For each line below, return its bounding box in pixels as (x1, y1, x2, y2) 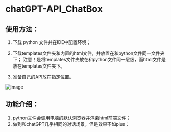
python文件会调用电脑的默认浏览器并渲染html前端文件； (12, 115, 131, 121)
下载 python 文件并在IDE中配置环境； (12, 39, 91, 45)
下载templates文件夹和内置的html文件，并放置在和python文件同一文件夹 (12, 50, 165, 56)
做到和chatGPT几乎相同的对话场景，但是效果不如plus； (12, 121, 130, 127)
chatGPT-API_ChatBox (5, 3, 103, 15)
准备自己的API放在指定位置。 (12, 74, 74, 80)
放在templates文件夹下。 (12, 63, 65, 69)
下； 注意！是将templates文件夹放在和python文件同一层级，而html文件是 (12, 57, 166, 62)
